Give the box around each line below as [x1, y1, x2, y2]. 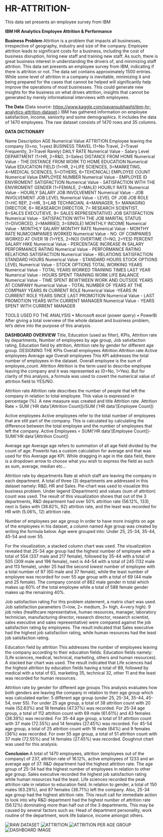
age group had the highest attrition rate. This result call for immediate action [5, 791, 157, 798]
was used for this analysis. [5, 741, 58, 747]
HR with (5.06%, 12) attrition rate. [5, 509, 72, 515]
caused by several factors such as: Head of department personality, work [5, 807, 152, 813]
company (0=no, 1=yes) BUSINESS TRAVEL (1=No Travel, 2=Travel [5, 143, 138, 149]
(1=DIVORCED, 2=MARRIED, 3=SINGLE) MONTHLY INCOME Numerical [5, 220, 147, 226]
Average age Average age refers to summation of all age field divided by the [5, 442, 157, 449]
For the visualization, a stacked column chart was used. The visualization [5, 543, 151, 548]
